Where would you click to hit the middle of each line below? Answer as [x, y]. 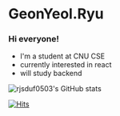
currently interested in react [66, 65]
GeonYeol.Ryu [56, 14]
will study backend [51, 74]
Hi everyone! [34, 39]
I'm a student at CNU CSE [62, 56]
